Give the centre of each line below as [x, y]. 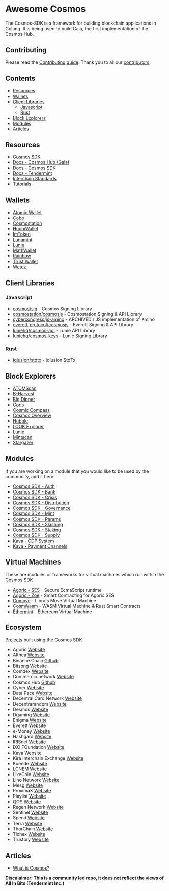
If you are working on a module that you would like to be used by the [77, 471]
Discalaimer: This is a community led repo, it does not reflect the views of [84, 878]
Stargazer [23, 442]
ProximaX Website [32, 791]
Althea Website [29, 655]
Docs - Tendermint [32, 173]
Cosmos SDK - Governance [41, 508]
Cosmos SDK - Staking [37, 530]
